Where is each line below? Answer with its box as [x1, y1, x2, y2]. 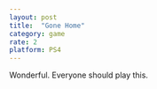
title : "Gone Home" [9, 21, 86, 30]
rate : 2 [9, 37, 38, 47]
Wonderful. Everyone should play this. [9, 70, 149, 80]
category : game [9, 29, 66, 38]
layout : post [9, 12, 58, 22]
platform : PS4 [9, 46, 62, 55]
